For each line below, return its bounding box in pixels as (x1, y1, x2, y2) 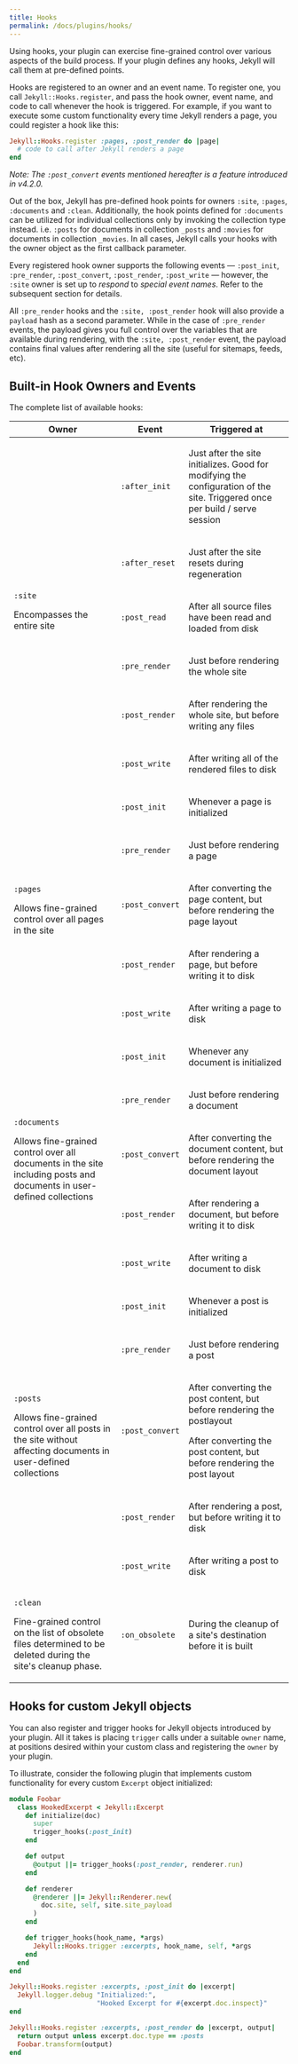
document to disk (188, 1262, 262, 1275)
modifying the (188, 469, 247, 481)
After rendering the (188, 698, 268, 710)
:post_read (120, 612, 167, 622)
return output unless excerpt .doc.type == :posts (17, 2031, 204, 2040)
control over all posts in (13, 1422, 111, 1435)
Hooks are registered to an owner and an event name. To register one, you (9, 82, 281, 92)
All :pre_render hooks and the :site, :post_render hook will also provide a (9, 305, 285, 316)
